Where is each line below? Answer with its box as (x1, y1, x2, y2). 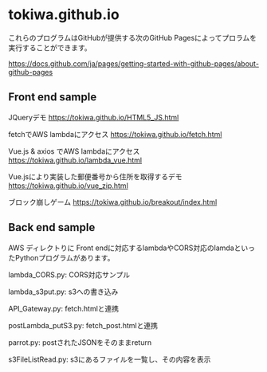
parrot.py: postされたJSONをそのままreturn (8, 337, 152, 347)
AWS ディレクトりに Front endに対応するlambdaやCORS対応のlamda (8, 243, 235, 253)
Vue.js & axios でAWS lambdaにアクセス (8, 146, 140, 156)
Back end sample (8, 221, 96, 234)
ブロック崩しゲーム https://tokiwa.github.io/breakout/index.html (8, 197, 218, 206)
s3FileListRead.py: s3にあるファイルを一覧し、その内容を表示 (8, 354, 211, 364)
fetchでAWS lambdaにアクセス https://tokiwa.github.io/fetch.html (8, 129, 222, 139)
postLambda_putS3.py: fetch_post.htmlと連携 (8, 320, 158, 330)
